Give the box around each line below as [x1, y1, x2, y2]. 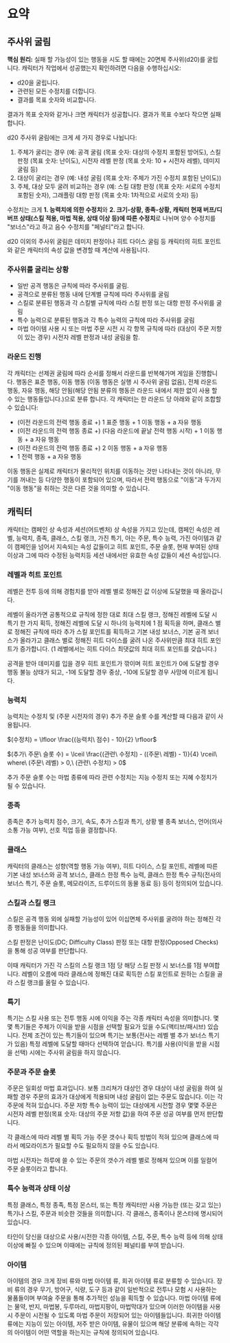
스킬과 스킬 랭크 [7, 898, 56, 907]
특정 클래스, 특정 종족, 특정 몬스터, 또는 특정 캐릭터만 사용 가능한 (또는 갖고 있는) [7, 1200, 222, 1209]
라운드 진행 [7, 352, 42, 361]
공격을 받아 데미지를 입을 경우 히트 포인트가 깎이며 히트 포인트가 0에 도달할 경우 [7, 659, 220, 667]
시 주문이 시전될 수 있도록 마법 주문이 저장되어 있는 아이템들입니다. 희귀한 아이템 [7, 1311, 222, 1320]
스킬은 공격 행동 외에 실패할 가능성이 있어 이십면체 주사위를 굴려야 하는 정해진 [7, 914, 214, 923]
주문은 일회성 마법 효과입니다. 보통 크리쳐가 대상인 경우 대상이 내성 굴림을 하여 [7, 1084, 216, 1092]
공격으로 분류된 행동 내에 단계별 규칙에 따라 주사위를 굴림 [16, 290, 170, 299]
